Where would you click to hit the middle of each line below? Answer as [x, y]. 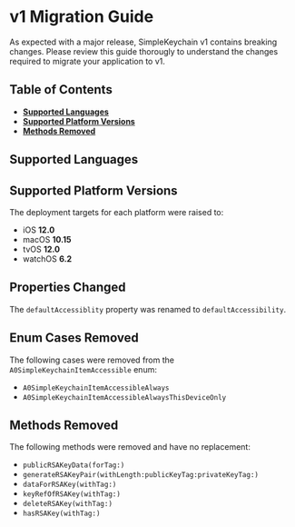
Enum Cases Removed [74, 338]
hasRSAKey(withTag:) [61, 514]
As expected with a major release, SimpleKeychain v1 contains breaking [143, 42]
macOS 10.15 [47, 239]
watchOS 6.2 [47, 259]
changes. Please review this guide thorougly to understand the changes [144, 51]
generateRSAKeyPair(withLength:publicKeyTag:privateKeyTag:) [141, 475]
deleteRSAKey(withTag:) [68, 504]
